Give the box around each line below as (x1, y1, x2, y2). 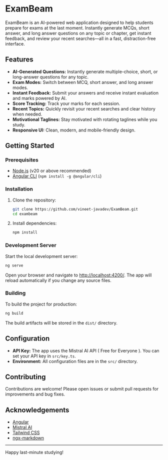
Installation (5, 185, 33, 192)
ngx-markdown (12, 435, 44, 441)
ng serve (5, 263, 23, 268)
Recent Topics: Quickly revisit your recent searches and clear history (12, 105, 156, 111)
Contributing (5, 372, 46, 381)
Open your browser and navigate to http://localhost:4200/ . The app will (5, 272, 152, 278)
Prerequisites (5, 156, 38, 163)
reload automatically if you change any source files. (5, 277, 111, 283)
